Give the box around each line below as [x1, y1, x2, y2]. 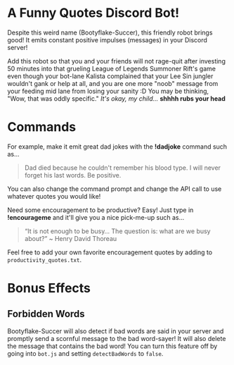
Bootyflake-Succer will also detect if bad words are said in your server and [7, 326, 224, 335]
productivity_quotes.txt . [7, 255, 82, 264]
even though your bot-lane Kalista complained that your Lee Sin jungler [7, 72, 214, 80]
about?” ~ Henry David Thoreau [24, 234, 117, 242]
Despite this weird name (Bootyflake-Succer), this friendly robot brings [7, 28, 213, 37]
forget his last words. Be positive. [24, 171, 122, 179]
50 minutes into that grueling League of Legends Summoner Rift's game [7, 64, 216, 73]
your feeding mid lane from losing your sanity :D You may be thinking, [7, 87, 209, 95]
